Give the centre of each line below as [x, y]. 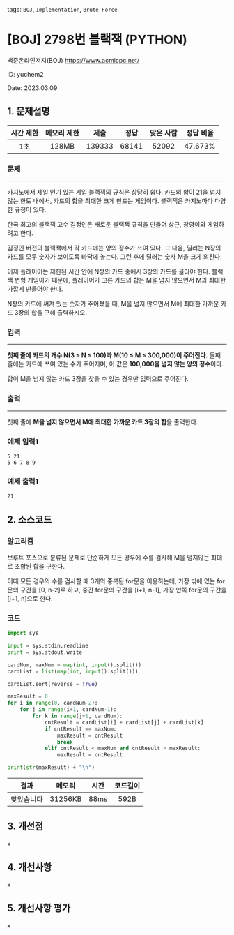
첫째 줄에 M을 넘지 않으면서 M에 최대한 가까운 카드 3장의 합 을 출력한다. [103, 421]
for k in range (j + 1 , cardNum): [78, 716]
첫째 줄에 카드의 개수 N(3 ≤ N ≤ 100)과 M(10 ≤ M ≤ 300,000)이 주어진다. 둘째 [114, 355]
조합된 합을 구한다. [39, 566]
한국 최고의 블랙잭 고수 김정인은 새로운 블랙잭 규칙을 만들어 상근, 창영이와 [107, 225]
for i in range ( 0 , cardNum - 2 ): [53, 703]
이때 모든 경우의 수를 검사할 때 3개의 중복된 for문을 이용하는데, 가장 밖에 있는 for [116, 581]
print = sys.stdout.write [45, 652]
